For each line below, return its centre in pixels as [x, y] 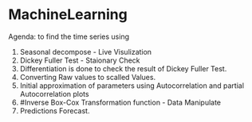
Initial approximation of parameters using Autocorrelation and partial [132, 86]
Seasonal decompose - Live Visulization [86, 51]
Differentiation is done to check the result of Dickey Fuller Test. [123, 68]
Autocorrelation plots [54, 93]
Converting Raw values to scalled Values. [88, 77]
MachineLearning [68, 15]
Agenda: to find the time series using [69, 36]
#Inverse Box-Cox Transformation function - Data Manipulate [120, 102]
